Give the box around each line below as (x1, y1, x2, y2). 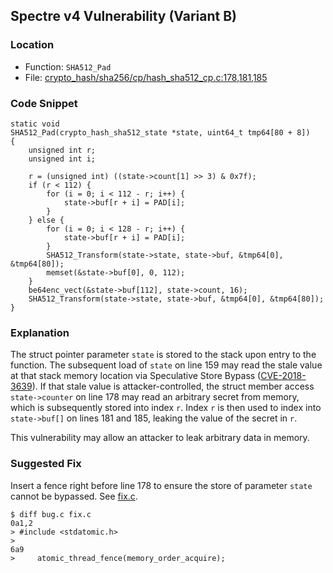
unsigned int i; (28, 154, 97, 164)
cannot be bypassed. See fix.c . (10, 490, 138, 502)
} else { (28, 215, 65, 225)
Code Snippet (10, 96, 78, 110)
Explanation (10, 325, 70, 339)
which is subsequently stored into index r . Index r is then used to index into (10, 402, 322, 414)
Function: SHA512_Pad (24, 60, 112, 73)
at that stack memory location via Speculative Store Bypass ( (10, 370, 262, 382)
